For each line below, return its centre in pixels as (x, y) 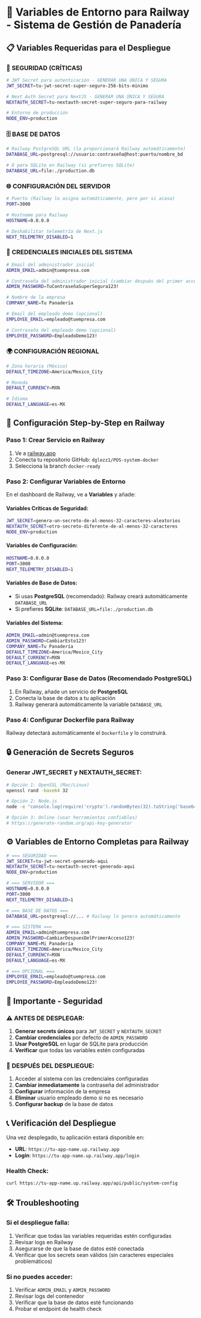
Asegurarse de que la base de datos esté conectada (79, 1249)
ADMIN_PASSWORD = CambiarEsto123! (46, 641)
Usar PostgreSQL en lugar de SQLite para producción (81, 1044)
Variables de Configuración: (42, 546)
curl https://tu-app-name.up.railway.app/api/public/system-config (92, 1183)
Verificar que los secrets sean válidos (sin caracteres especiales (94, 1255)
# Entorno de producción (37, 113)
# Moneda (17, 383)
